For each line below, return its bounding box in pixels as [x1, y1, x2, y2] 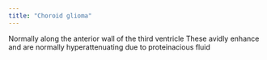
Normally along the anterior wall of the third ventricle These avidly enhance [8, 34, 260, 43]
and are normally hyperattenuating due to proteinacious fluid [8, 42, 210, 52]
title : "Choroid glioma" [8, 11, 92, 20]
